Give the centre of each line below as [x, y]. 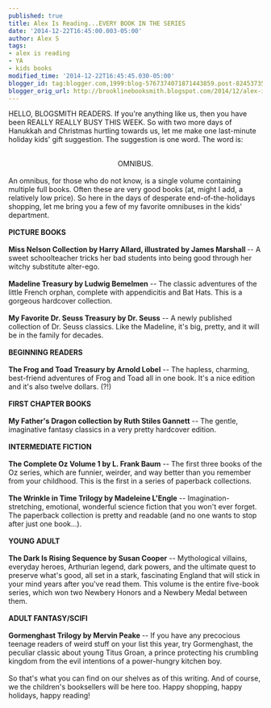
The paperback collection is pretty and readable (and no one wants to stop [133, 515]
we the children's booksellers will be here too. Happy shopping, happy [125, 687]
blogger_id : [28, 83]
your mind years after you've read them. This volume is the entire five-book [134, 584]
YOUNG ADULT [34, 541]
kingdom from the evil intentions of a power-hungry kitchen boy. [115, 661]
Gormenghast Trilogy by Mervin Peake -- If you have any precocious [124, 635]
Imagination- [208, 498]
